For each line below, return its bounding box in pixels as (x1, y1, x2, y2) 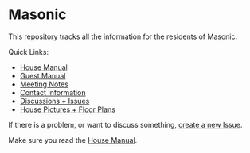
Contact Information (19, 87, 86, 97)
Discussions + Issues (19, 96, 90, 105)
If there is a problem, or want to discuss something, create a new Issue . (8, 120, 243, 129)
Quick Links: (8, 47, 49, 56)
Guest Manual (19, 71, 66, 80)
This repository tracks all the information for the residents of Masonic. (8, 32, 237, 41)
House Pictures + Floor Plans (19, 105, 115, 114)
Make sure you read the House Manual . (8, 135, 138, 144)
